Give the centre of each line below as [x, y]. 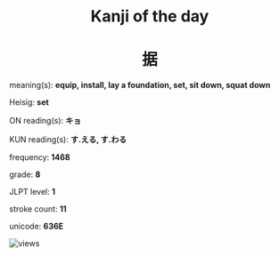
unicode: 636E [37, 226]
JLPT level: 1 [33, 192]
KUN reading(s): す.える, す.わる [68, 140]
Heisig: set [29, 102]
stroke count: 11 [38, 209]
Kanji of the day [150, 16]
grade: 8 [25, 174]
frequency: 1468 [40, 157]
